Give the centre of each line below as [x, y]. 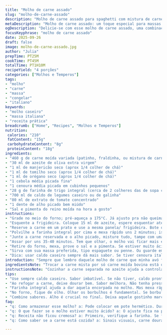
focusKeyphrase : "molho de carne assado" [49, 33]
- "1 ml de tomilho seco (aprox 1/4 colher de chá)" [61, 172]
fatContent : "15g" [26, 140]
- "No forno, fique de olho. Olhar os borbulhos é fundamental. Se [77, 293]
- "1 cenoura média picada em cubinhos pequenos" [58, 186]
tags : [11, 79]
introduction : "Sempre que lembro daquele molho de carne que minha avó [82, 260]
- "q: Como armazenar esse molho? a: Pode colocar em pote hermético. [80, 306]
